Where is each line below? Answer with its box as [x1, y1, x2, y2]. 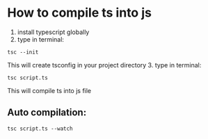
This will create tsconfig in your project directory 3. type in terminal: [7, 60, 202, 69]
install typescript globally [17, 28, 90, 36]
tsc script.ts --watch [7, 125, 73, 132]
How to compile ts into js [7, 5, 152, 21]
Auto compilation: [7, 106, 87, 119]
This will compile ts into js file [7, 86, 92, 95]
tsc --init [7, 49, 39, 56]
